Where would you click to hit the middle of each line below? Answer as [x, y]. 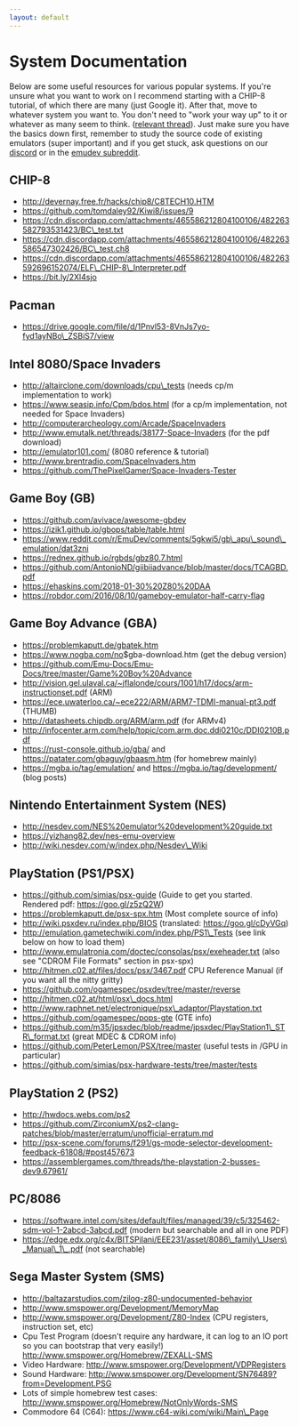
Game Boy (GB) [53, 499]
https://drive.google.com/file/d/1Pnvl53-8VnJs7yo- [116, 326]
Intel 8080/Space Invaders [85, 364]
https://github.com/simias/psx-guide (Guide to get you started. [137, 895]
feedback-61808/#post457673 [78, 1152]
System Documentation [98, 61]
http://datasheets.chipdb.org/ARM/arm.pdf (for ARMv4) [124, 721]
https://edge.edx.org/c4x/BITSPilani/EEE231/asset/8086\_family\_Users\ [154, 1239]
